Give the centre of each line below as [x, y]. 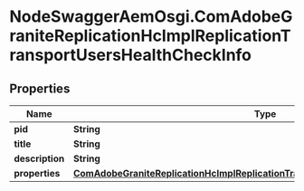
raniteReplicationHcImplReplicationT [150, 36]
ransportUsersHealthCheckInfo [130, 55]
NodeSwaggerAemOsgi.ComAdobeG [151, 17]
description [39, 158]
